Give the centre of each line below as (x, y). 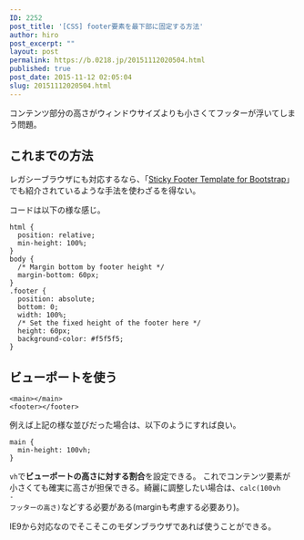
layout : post (34, 52)
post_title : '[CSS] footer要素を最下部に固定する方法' (106, 26)
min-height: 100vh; (55, 451)
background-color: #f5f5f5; (71, 339)
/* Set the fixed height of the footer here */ (110, 323)
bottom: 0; (38, 307)
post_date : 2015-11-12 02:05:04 (71, 78)
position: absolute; (56, 299)
